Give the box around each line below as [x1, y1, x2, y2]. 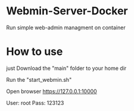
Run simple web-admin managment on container [6, 24, 126, 31]
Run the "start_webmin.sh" [6, 76, 72, 83]
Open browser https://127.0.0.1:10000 [6, 88, 97, 95]
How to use [6, 45, 63, 58]
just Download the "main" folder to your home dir [6, 64, 127, 72]
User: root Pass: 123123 [6, 99, 64, 106]
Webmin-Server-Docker [6, 4, 128, 18]
